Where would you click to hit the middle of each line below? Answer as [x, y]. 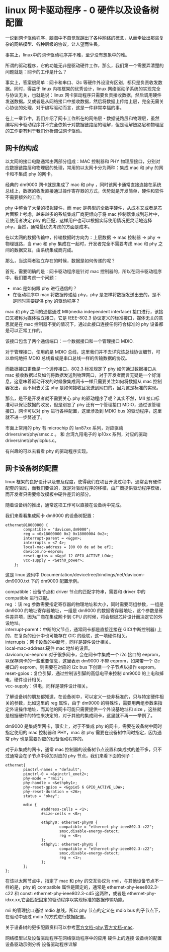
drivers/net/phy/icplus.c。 [32, 440]
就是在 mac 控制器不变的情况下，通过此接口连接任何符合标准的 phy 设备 [84, 324]
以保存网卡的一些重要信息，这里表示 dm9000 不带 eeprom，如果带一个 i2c [83, 661]
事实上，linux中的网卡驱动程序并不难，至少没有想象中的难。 [67, 55]
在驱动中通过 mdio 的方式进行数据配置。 [47, 916]
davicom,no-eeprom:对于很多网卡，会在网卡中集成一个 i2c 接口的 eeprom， [84, 654]
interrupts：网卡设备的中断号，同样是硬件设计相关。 [59, 642]
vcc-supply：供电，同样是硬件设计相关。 [48, 686]
